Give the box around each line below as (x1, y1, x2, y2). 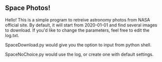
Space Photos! (5, 4, 51, 12)
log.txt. (5, 32, 20, 38)
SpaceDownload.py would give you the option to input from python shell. (5, 41, 152, 48)
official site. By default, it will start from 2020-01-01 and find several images (5, 22, 158, 28)
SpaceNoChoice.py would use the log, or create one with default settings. (5, 51, 154, 57)
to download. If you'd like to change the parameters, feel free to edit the (5, 27, 150, 33)
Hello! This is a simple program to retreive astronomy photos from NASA (5, 17, 150, 22)
